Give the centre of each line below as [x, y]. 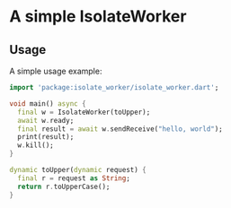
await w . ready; [46, 120]
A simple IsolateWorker [98, 17]
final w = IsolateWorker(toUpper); [84, 112]
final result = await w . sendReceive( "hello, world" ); [120, 129]
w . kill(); [36, 145]
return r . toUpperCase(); [64, 186]
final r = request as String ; [74, 178]
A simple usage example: [56, 71]
